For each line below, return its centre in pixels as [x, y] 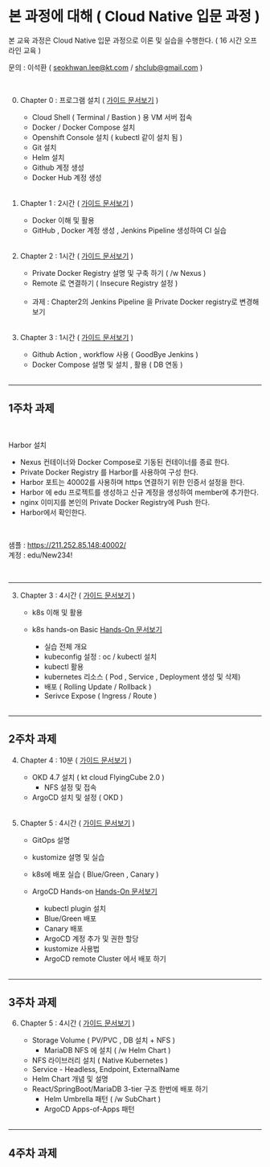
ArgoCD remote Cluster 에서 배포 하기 [105, 959]
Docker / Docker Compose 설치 [84, 127]
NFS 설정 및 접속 [70, 787]
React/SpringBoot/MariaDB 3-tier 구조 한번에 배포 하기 [120, 1089]
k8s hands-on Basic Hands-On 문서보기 [97, 629]
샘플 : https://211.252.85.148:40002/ [67, 544]
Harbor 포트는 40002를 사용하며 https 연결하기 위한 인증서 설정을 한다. [132, 482]
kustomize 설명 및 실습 [68, 857]
